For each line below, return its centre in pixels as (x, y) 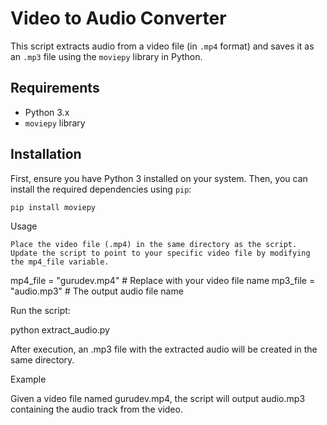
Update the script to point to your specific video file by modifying (160, 253)
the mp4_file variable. (60, 262)
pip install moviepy (53, 207)
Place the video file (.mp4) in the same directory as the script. (154, 245)
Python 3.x (47, 112)
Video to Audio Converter (118, 18)
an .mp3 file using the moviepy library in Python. (106, 56)
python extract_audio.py (60, 330)
